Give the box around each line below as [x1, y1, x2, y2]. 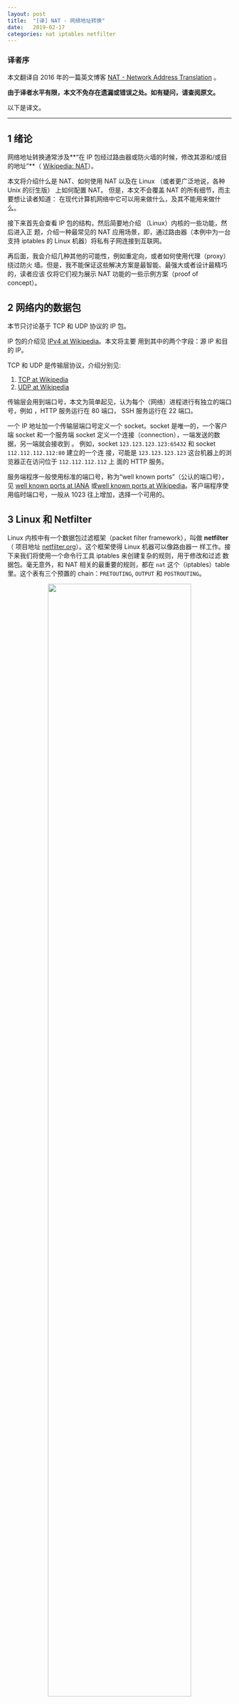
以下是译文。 [7, 103, 45, 111]
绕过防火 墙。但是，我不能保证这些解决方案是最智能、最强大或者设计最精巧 [7, 261, 228, 270]
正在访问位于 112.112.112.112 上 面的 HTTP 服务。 [19, 457, 169, 466]
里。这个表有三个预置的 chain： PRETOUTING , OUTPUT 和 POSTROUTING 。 [7, 568, 206, 578]
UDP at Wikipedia [17, 383, 70, 392]
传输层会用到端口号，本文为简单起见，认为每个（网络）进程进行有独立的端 [7, 397, 225, 407]
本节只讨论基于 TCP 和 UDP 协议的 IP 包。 [7, 322, 130, 330]
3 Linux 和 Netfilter [7, 513, 92, 525]
